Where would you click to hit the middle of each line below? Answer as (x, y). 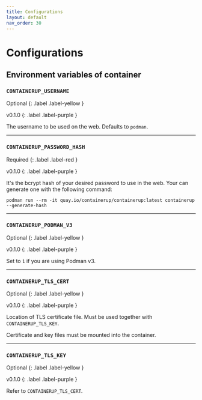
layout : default (26, 17)
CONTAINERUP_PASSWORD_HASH (46, 147)
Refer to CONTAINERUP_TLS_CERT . (44, 391)
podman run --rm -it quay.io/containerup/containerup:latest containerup (101, 200)
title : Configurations (35, 12)
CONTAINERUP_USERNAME (38, 91)
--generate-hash (26, 205)
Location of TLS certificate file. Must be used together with (79, 317)
